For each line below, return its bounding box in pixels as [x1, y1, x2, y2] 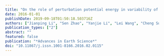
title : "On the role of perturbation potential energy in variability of [5, 7, 159, 12]
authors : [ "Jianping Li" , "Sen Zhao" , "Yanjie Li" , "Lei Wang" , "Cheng [5, 20, 154, 26]
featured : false [5, 35, 38, 39]
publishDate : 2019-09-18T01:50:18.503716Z [5, 16, 93, 21]
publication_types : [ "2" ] [5, 25, 58, 30]
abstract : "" [5, 30, 32, 35]
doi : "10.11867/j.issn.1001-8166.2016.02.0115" [5, 43, 104, 48]
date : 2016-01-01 [5, 12, 41, 17]
